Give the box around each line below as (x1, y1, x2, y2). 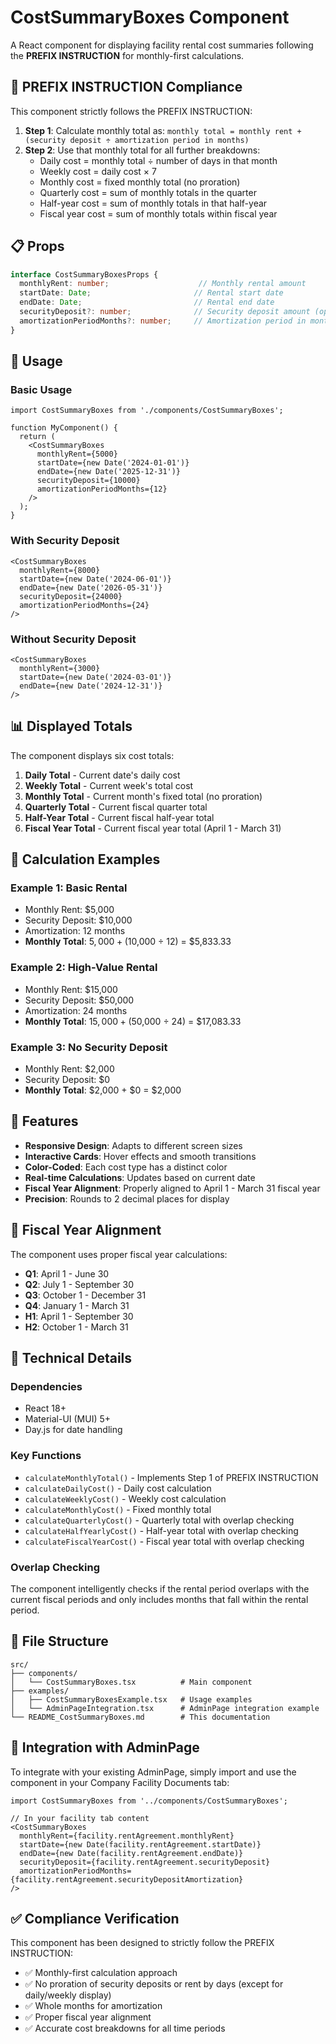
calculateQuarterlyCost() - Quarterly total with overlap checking (24, 1514, 295, 1526)
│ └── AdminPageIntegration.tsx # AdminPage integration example (10, 1703, 320, 1713)
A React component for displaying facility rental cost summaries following (10, 39, 314, 51)
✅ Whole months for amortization (24, 2000, 163, 2012)
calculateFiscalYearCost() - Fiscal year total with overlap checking (24, 1535, 305, 1547)
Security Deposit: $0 (24, 1074, 111, 1086)
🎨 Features (10, 1113, 79, 1130)
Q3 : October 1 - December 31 (24, 1289, 147, 1301)
